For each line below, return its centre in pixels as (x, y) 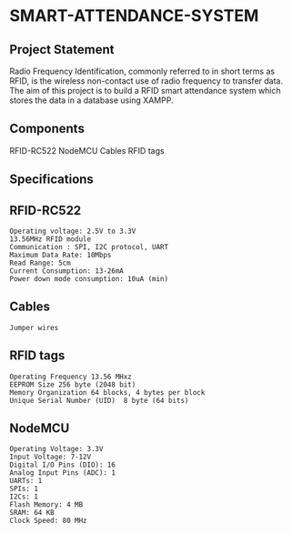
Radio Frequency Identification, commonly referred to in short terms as (142, 71)
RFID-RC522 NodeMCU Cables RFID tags (87, 150)
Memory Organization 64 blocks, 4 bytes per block (107, 392)
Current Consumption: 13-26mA (67, 271)
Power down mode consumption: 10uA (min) (89, 279)
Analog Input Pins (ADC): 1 (63, 473)
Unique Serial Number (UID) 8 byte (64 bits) (99, 400)
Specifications (51, 180)
